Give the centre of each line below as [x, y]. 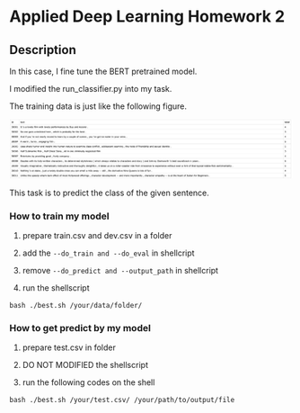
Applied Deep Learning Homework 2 [147, 17]
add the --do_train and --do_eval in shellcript [108, 253]
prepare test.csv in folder [69, 347]
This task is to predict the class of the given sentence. [109, 193]
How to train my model [59, 216]
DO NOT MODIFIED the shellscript [85, 365]
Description [43, 50]
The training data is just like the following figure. [98, 106]
